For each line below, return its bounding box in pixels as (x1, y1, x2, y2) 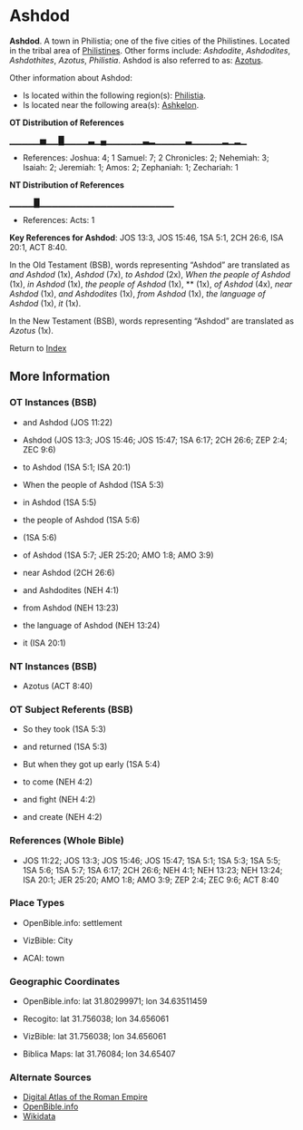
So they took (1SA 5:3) (22, 724, 106, 735)
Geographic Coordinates (9, 975, 121, 988)
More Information (9, 369, 111, 385)
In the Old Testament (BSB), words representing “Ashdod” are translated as (9, 259, 290, 270)
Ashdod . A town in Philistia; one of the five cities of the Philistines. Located (9, 35, 290, 46)
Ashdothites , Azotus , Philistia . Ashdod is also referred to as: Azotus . (9, 54, 264, 65)
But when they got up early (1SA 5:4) (22, 759, 161, 770)
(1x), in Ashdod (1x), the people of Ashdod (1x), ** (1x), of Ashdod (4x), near (9, 278, 293, 289)
